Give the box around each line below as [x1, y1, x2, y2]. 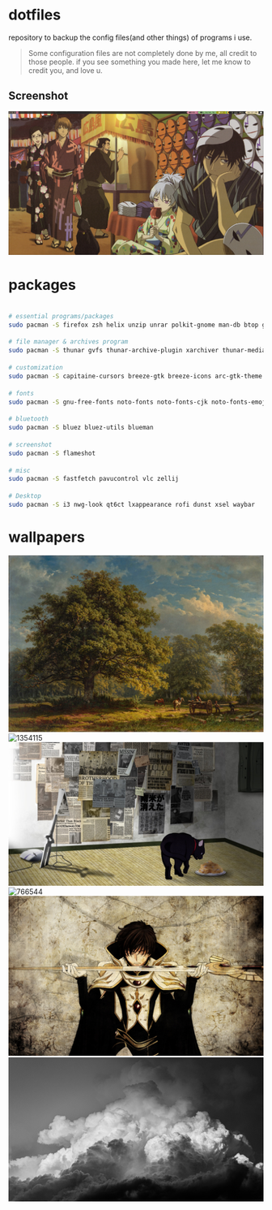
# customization [8, 364, 63, 372]
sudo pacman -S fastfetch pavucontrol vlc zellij [8, 475, 180, 483]
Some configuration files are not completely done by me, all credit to [28, 48, 257, 58]
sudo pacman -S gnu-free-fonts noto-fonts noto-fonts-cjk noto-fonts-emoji [8, 398, 270, 406]
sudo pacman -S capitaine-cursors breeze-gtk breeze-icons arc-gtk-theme [8, 372, 263, 380]
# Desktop [8, 492, 42, 500]
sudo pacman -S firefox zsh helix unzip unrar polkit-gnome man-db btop [8, 321, 259, 329]
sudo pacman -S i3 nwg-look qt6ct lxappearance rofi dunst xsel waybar [8, 501, 255, 509]
